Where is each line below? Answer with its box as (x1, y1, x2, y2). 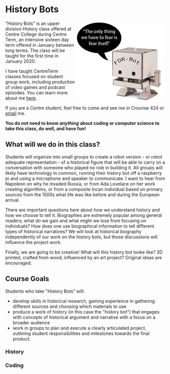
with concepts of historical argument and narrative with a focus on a (12, 314, 156, 320)
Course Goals (5, 274, 49, 283)
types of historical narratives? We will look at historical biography (5, 228, 142, 234)
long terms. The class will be (5, 47, 65, 53)
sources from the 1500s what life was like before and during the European (5, 192, 160, 198)
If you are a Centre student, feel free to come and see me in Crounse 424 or (5, 105, 164, 111)
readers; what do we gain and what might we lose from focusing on (5, 217, 146, 224)
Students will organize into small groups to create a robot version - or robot (5, 153, 162, 160)
